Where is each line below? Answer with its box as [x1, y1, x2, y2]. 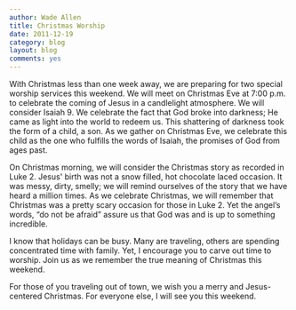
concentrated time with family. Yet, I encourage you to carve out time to [9, 245, 272, 256]
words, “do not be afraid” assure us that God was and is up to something [9, 210, 276, 219]
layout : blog [9, 46, 58, 55]
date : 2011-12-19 [9, 29, 74, 38]
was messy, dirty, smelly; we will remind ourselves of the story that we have [9, 181, 288, 191]
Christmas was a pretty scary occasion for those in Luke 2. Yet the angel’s [9, 200, 281, 210]
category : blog [9, 37, 66, 47]
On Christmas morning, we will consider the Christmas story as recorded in [9, 162, 284, 172]
